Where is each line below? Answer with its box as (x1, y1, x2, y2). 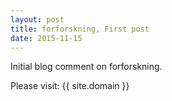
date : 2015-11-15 (10, 33, 83, 43)
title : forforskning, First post (10, 24, 150, 34)
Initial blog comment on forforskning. (10, 61, 163, 73)
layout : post (10, 14, 65, 25)
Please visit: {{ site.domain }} (10, 80, 130, 92)
